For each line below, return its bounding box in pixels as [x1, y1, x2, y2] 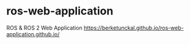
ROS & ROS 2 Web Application [6, 24, 82, 31]
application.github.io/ [6, 30, 60, 37]
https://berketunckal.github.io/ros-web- [83, 24, 185, 31]
